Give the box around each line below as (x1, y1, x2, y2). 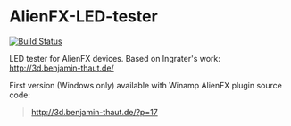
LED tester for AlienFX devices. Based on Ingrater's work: (9, 53, 221, 63)
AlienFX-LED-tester (9, 6, 158, 27)
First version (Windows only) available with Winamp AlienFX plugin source (9, 80, 283, 90)
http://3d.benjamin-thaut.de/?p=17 (30, 106, 158, 117)
